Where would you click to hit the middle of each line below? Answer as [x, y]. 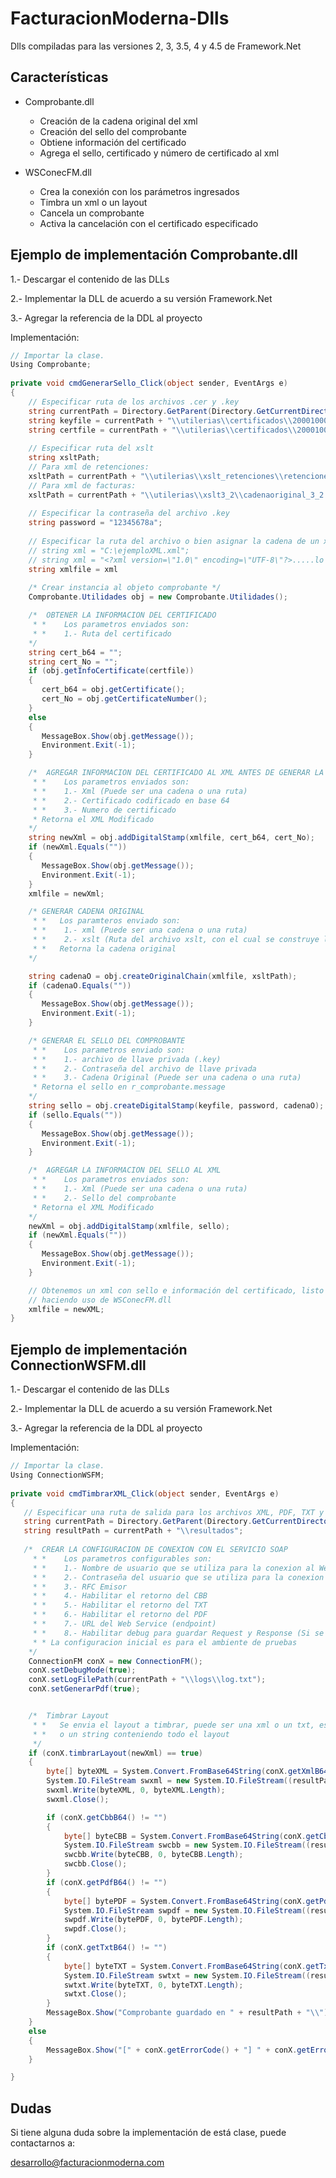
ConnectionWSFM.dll [78, 1365]
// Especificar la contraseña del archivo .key [129, 513]
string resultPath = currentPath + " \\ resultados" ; [133, 1531]
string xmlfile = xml [73, 569]
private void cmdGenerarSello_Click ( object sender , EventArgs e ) [149, 383]
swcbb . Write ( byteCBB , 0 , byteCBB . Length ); [153, 1855]
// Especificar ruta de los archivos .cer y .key [134, 402]
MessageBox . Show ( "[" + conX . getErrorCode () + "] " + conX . [172, 2050]
